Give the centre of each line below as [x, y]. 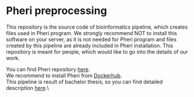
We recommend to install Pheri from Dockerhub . [64, 75]
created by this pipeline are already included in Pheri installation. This [90, 46]
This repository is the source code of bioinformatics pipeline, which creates [97, 27]
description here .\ [27, 88]
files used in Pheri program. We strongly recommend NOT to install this [91, 33]
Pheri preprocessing [56, 11]
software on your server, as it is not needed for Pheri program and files [91, 39]
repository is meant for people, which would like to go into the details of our [97, 51]
